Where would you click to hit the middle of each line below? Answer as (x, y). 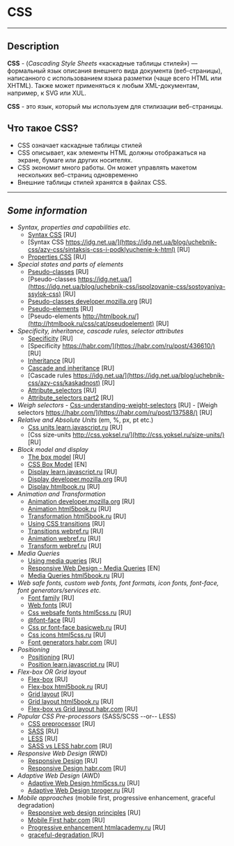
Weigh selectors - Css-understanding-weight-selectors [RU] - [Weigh (117, 405)
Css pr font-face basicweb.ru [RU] (77, 628)
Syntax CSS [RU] (52, 235)
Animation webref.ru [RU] (64, 538)
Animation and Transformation (61, 494)
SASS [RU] (43, 731)
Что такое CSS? (43, 129)
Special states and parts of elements (70, 264)
